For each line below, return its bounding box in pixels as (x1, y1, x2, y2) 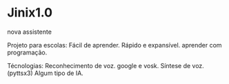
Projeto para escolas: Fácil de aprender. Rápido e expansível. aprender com (7, 41, 222, 49)
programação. (7, 48, 48, 56)
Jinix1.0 (7, 5, 53, 21)
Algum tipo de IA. (34, 69, 84, 77)
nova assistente (7, 28, 52, 36)
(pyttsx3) (7, 69, 33, 77)
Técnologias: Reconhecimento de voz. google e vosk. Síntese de (7, 61, 191, 70)
